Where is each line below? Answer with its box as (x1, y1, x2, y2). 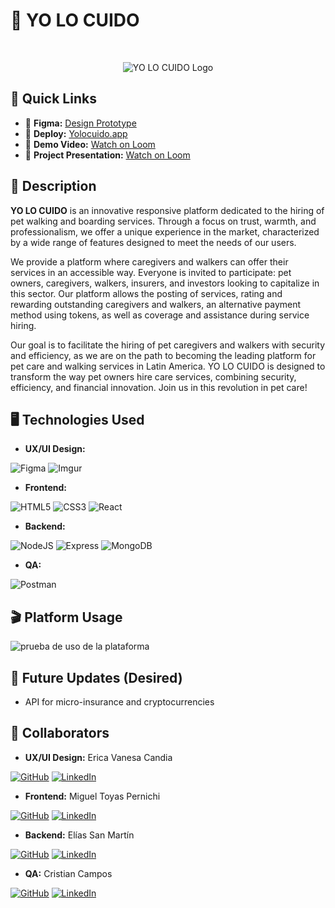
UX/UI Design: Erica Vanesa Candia (24, 751, 173, 763)
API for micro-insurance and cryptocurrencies (24, 696, 215, 708)
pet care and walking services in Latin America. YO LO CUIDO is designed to (10, 360, 326, 372)
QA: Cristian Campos (24, 867, 113, 879)
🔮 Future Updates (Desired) (10, 669, 183, 686)
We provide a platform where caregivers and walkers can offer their (10, 255, 289, 268)
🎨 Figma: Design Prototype (24, 117, 137, 129)
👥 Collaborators (10, 725, 110, 742)
